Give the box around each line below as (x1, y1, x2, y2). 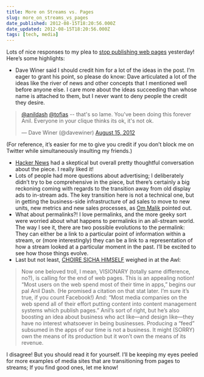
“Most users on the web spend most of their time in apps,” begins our (21, 281, 196, 288)
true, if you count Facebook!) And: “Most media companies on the (21, 294, 188, 301)
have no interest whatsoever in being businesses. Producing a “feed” (21, 320, 195, 327)
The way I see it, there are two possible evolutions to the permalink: (15, 224, 185, 231)
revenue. (21, 339, 44, 347)
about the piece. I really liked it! (15, 166, 94, 173)
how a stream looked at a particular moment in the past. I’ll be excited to (15, 243, 197, 250)
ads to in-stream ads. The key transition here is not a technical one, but (15, 191, 194, 199)
